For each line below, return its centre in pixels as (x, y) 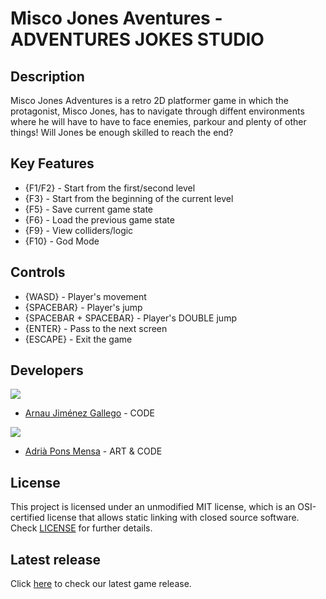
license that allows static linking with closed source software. (173, 518)
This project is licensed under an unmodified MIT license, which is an (153, 507)
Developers (47, 370)
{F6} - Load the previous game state (99, 219)
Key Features (52, 163)
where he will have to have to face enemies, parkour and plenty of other (158, 121)
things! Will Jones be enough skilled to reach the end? (122, 132)
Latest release (55, 559)
